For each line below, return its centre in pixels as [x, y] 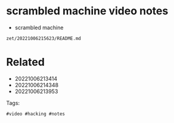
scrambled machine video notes [87, 11]
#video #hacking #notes [36, 114]
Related [25, 62]
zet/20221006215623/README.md [44, 38]
